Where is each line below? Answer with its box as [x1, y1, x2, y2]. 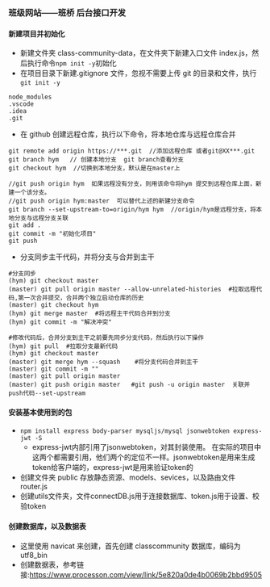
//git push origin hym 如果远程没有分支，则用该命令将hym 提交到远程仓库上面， [8, 180, 256, 188]
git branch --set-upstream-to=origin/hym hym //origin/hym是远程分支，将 [8, 206, 256, 214]
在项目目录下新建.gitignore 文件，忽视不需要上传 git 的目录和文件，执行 [19, 69, 257, 78]
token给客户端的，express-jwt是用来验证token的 [31, 463, 193, 472]
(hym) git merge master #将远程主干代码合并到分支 [8, 309, 171, 318]
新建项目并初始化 [8, 28, 65, 38]
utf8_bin [19, 550, 48, 560]
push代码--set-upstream [8, 389, 86, 397]
